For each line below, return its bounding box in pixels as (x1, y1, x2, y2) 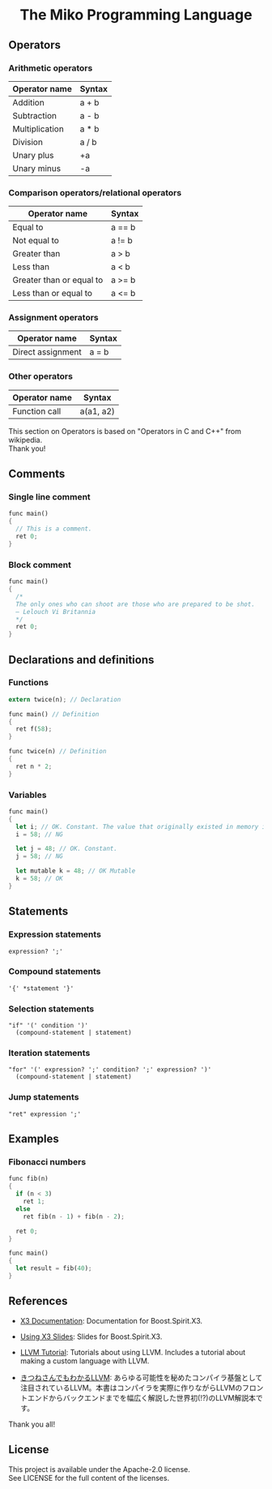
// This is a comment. (15, 525, 92, 533)
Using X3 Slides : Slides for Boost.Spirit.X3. (19, 1332, 163, 1341)
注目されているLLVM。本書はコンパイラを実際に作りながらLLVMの (19, 1383, 243, 1392)
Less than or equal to (12, 288, 93, 299)
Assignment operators (8, 312, 99, 324)
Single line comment (8, 491, 91, 503)
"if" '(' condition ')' (8, 1022, 89, 1030)
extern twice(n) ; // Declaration (8, 695, 121, 703)
